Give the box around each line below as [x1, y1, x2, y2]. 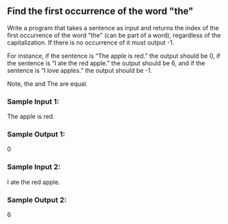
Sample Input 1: [7, 96, 60, 106]
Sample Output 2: [7, 195, 67, 205]
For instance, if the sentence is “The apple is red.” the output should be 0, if [7, 52, 220, 60]
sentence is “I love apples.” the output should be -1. [7, 66, 153, 74]
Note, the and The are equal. [7, 79, 88, 88]
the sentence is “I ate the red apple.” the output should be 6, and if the [7, 58, 205, 67]
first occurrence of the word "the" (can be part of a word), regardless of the [7, 31, 221, 39]
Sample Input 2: [7, 162, 61, 172]
